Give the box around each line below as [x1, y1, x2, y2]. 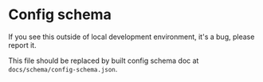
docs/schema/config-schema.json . [8, 64, 118, 73]
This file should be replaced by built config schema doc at [8, 56, 199, 65]
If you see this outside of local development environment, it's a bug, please [8, 32, 255, 41]
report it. [8, 40, 37, 49]
